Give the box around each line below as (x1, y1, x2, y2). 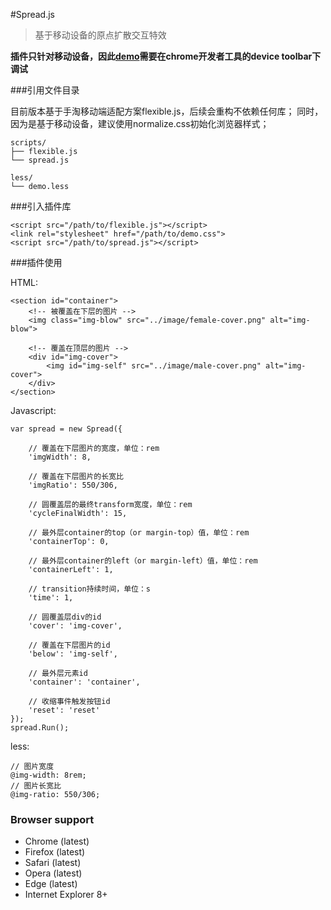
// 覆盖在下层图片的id (28, 640, 111, 650)
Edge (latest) (24, 878, 78, 890)
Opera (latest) (24, 867, 83, 879)
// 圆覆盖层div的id (28, 612, 102, 622)
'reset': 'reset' (28, 705, 101, 715)
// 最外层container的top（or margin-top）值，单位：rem (28, 528, 250, 538)
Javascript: (10, 405, 57, 416)
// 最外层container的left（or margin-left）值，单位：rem (28, 556, 258, 566)
